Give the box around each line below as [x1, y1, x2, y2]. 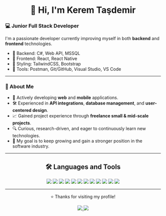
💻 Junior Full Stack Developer [5, 22, 79, 29]
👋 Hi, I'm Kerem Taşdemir [30, 4, 136, 16]
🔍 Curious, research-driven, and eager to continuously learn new [12, 125, 146, 131]
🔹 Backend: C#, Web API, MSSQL [12, 51, 81, 56]
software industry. [12, 143, 49, 149]
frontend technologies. [5, 41, 52, 47]
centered [12, 107, 32, 113]
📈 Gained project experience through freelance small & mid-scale [12, 112, 149, 118]
